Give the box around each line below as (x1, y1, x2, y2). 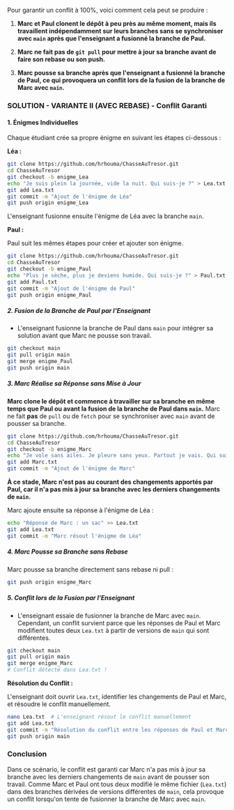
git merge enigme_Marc (7, 660, 73, 667)
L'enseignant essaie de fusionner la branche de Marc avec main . (17, 611, 201, 620)
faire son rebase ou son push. (17, 55, 106, 63)
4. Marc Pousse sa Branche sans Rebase (7, 547, 129, 556)
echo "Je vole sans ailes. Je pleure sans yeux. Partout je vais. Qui (7, 452, 217, 459)
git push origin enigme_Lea (7, 199, 89, 206)
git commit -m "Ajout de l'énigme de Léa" (7, 193, 132, 200)
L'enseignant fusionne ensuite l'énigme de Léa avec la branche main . (7, 212, 204, 220)
